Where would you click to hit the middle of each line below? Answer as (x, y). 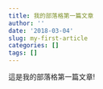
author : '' (27, 23)
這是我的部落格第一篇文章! (52, 77)
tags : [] (23, 53)
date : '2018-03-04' (41, 30)
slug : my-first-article (48, 38)
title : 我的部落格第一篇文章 (51, 16)
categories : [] (34, 46)
